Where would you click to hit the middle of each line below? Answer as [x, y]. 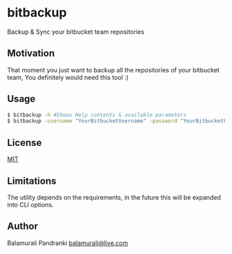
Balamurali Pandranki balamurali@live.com [68, 243]
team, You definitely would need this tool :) [68, 77]
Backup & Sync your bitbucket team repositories [76, 32]
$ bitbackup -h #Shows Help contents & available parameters [97, 115]
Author [22, 226]
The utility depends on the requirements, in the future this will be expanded [114, 197]
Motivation [31, 53]
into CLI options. [30, 204]
